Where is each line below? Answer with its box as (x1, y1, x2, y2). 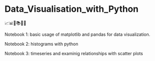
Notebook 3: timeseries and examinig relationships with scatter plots (4, 50, 143, 56)
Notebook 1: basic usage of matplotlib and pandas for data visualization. (4, 31, 151, 37)
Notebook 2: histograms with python (4, 41, 78, 47)
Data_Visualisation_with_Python (4, 3, 139, 15)
